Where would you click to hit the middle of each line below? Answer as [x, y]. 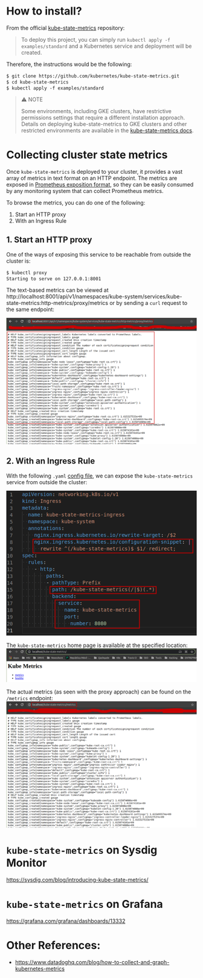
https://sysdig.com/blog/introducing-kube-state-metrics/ [77, 880]
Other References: [53, 946]
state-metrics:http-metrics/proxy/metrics [57, 303]
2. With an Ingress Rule [51, 461]
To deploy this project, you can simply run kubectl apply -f [95, 39]
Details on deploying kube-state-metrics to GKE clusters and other [104, 124]
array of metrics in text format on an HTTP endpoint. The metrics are [92, 178]
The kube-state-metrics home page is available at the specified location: [97, 645]
